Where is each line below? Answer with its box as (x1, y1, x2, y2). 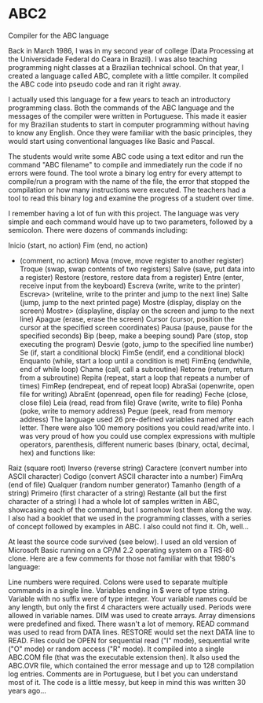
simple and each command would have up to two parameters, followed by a (8, 217, 254, 226)
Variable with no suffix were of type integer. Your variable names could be (8, 594, 247, 603)
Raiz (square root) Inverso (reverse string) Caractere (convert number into (8, 463, 247, 473)
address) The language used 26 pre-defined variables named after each (19, 414, 254, 424)
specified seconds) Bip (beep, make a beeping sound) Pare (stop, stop (19, 331, 249, 340)
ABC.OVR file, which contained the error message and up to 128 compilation (8, 661, 254, 670)
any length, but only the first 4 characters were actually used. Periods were (8, 602, 252, 612)
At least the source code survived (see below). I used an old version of (8, 536, 237, 547)
